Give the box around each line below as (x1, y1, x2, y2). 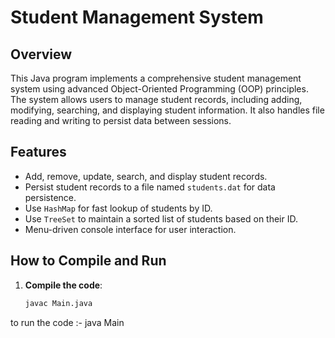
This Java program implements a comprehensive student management (10, 72, 302, 84)
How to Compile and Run (10, 252, 167, 270)
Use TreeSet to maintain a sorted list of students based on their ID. (24, 212, 299, 225)
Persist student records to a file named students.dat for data (24, 181, 276, 193)
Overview (10, 46, 73, 63)
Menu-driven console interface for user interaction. (24, 223, 237, 235)
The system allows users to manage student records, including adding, (10, 94, 303, 105)
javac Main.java (24, 298, 93, 308)
